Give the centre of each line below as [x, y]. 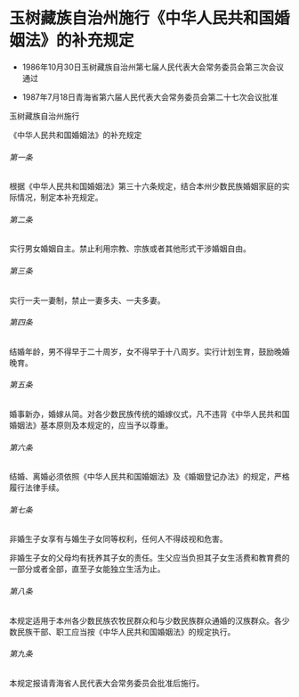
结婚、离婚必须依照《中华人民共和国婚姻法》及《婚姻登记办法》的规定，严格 [149, 477]
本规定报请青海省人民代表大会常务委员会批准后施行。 [107, 683]
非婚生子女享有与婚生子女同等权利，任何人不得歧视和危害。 [118, 539]
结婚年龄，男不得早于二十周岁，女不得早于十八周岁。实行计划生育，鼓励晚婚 [149, 351]
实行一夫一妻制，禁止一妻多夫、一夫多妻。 [87, 300]
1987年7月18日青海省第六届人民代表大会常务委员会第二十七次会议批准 [150, 97]
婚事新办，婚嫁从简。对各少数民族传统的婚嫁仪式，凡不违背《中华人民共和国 [149, 414]
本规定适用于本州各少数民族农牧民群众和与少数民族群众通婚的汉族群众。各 [145, 620]
